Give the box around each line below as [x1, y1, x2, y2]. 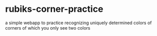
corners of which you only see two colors [5, 25, 91, 31]
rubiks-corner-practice [5, 3, 104, 15]
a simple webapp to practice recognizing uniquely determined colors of [5, 20, 152, 26]
